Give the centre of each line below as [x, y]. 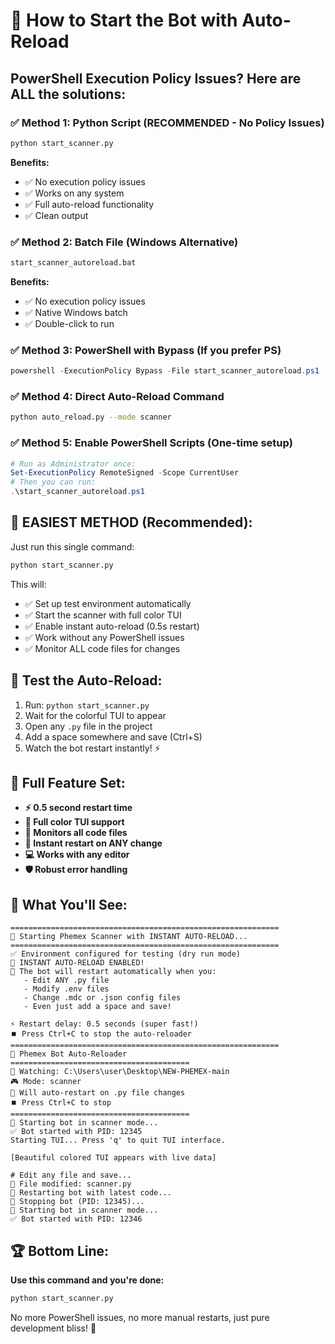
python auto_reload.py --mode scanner [91, 417]
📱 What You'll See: [69, 904]
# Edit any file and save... [71, 1175]
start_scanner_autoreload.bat [73, 263]
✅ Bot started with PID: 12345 [76, 1132]
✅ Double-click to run [69, 323]
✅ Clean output [56, 215]
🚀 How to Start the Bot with [124, 20]
